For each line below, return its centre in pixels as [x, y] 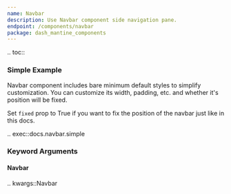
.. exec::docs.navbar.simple [46, 133]
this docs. [21, 120]
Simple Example [34, 70]
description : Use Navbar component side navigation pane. [92, 20]
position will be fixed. [37, 100]
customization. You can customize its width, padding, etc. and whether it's [113, 92]
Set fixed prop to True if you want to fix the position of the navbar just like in [116, 113]
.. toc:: [16, 52]
